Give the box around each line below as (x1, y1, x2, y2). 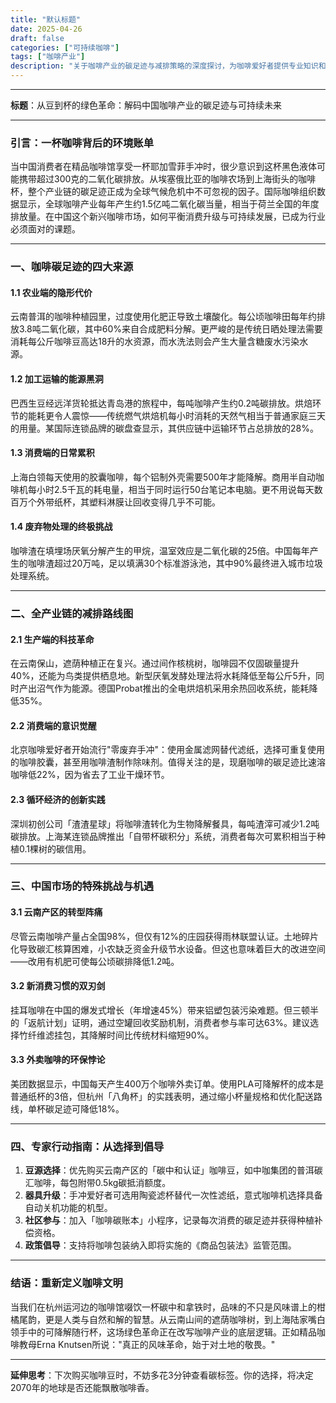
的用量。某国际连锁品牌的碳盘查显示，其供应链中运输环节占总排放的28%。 (10, 422, 319, 434)
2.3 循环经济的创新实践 (10, 793, 106, 805)
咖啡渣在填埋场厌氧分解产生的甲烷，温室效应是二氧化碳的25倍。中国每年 (10, 545, 310, 557)
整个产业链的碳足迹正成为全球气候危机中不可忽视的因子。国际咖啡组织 (27, 186, 317, 198)
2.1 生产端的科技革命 (10, 633, 95, 645)
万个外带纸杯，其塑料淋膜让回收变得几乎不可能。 (18, 496, 221, 508)
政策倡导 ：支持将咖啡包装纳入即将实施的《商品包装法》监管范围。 (24, 1239, 297, 1251)
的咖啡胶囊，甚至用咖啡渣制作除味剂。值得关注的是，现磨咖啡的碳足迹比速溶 (10, 756, 326, 768)
